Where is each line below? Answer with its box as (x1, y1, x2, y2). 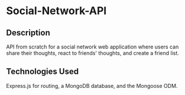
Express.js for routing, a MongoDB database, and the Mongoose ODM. (6, 82, 178, 89)
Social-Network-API (6, 4, 107, 18)
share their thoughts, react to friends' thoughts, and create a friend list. (6, 50, 179, 57)
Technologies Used (6, 67, 79, 77)
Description (6, 28, 50, 38)
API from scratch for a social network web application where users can (6, 43, 179, 50)
